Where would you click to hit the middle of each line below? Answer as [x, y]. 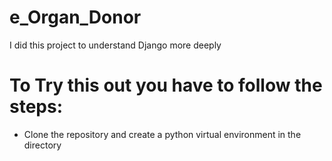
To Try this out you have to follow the [166, 85]
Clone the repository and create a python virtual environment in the [162, 134]
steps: [36, 107]
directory [42, 145]
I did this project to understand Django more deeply [115, 45]
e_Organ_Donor [75, 17]
